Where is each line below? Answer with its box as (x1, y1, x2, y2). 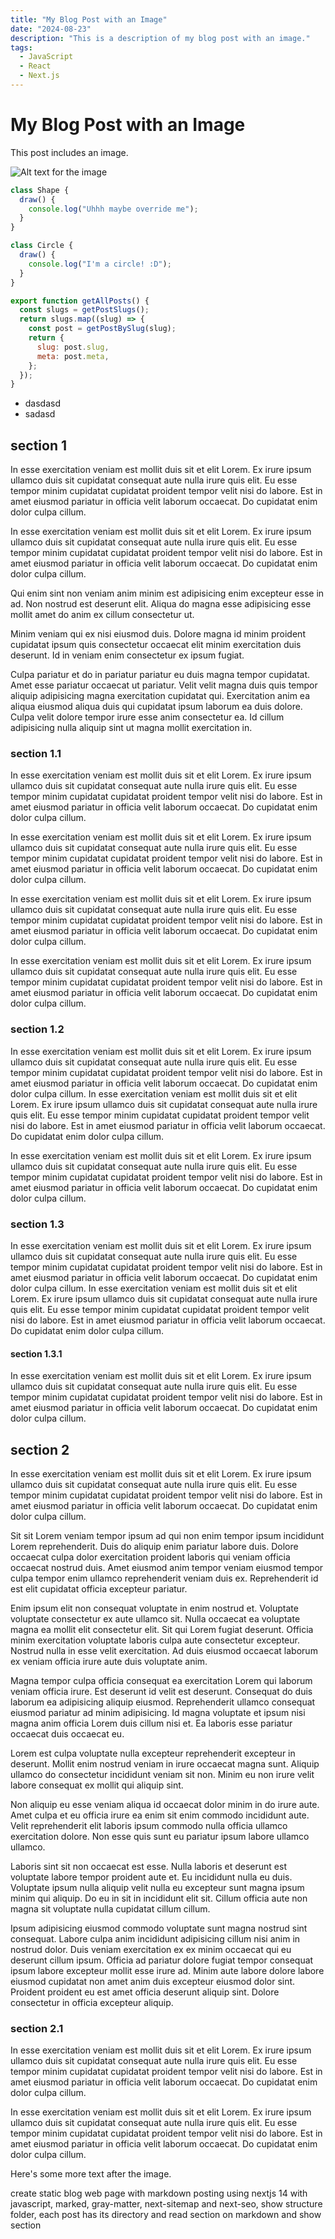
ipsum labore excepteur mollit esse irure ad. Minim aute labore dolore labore (10, 1965, 325, 1977)
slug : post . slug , (36, 342, 110, 352)
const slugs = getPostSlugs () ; (19, 305, 150, 315)
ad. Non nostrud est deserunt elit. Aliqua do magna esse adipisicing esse (10, 598, 312, 610)
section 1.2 (10, 1022, 65, 1036)
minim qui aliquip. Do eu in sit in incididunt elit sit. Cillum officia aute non (10, 1892, 308, 1905)
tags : (10, 42, 33, 53)
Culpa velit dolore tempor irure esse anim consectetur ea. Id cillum (10, 711, 285, 723)
